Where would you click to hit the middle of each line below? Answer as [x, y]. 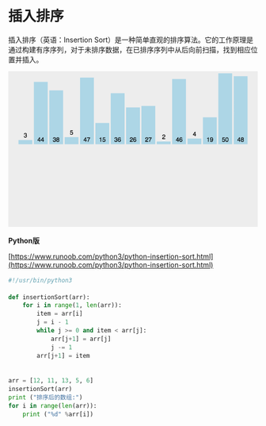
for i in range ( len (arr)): [53, 405]
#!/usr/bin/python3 [40, 280]
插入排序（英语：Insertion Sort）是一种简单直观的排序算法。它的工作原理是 [131, 40]
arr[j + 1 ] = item [63, 355]
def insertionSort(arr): [49, 297]
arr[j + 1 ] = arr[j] [81, 339]
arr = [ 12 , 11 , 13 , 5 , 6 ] [51, 381]
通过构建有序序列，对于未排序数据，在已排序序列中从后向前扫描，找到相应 [129, 49]
